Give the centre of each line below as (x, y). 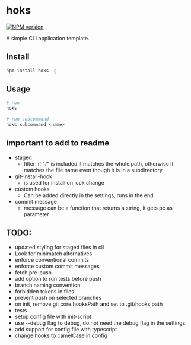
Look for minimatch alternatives (53, 254)
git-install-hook (34, 176)
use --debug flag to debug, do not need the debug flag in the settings (100, 323)
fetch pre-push (33, 272)
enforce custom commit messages (57, 266)
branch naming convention (47, 285)
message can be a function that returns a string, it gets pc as (98, 208)
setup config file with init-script (53, 316)
